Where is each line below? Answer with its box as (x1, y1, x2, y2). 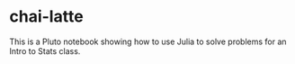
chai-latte (9, 6, 84, 27)
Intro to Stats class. (9, 45, 81, 56)
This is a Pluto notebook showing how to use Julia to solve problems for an (9, 36, 287, 47)
